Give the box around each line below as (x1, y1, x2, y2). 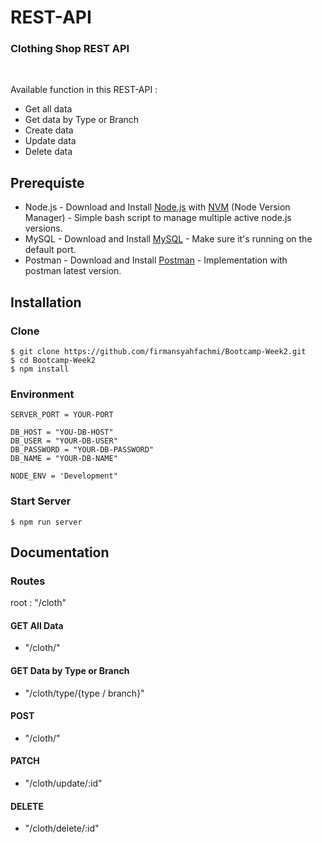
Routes (10, 574, 46, 588)
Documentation (10, 544, 110, 561)
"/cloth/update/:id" (24, 777, 103, 790)
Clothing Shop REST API (10, 42, 130, 56)
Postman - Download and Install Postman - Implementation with (24, 254, 288, 266)
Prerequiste (10, 174, 85, 191)
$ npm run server (10, 517, 83, 527)
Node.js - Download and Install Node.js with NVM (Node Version (24, 201, 291, 213)
